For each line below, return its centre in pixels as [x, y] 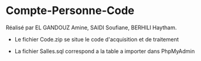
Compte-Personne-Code [70, 11]
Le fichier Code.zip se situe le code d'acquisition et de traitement [97, 39]
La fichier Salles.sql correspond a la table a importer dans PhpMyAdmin [104, 51]
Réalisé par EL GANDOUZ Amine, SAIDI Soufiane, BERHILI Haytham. [91, 27]
